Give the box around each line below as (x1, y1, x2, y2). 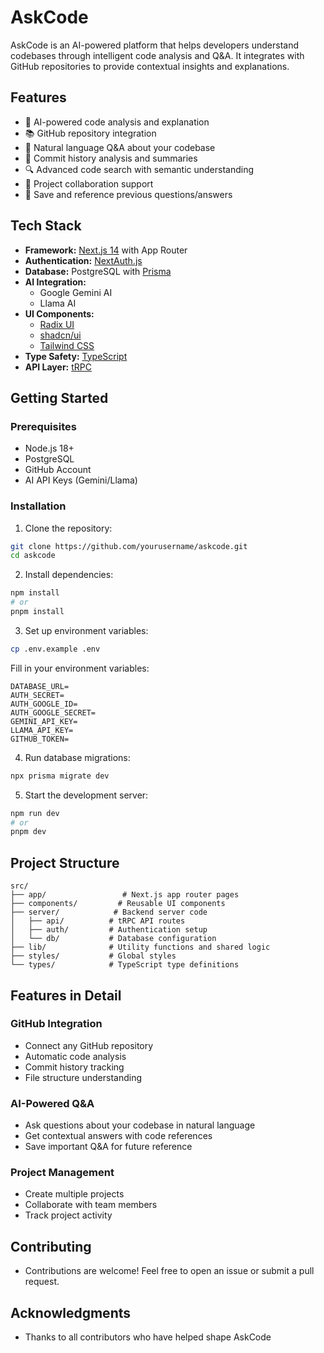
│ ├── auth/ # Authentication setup (10, 925, 208, 935)
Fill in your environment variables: (10, 662, 150, 674)
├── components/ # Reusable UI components (10, 899, 226, 909)
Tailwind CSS (39, 339, 95, 351)
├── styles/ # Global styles (10, 951, 177, 961)
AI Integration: (24, 276, 87, 288)
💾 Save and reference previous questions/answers (24, 188, 233, 200)
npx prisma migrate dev (10, 771, 110, 781)
